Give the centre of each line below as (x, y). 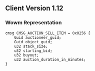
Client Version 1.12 (34, 8)
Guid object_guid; (33, 42)
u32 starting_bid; (33, 51)
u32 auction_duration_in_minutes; (50, 59)
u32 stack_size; (31, 46)
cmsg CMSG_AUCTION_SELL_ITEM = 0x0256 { (48, 33)
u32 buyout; (26, 55)
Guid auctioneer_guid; (38, 37)
